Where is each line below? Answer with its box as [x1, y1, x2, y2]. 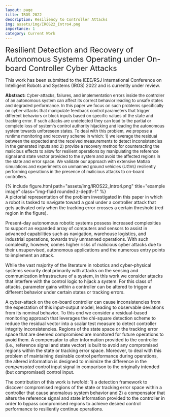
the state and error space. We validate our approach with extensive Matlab [5, 158, 151, 164]
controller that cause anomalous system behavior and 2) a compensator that [5, 390, 165, 396]
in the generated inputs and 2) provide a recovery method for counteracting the [5, 143, 160, 149]
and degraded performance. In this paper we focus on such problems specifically [5, 103, 164, 108]
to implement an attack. [5, 252, 55, 258]
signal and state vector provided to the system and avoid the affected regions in [5, 153, 161, 159]
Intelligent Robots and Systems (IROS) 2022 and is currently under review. [5, 82, 160, 88]
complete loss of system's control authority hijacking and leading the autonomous [5, 123, 165, 129]
